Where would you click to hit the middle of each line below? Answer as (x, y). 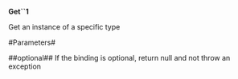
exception (25, 66)
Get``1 (19, 12)
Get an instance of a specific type (64, 27)
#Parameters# (32, 42)
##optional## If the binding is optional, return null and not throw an (119, 58)
